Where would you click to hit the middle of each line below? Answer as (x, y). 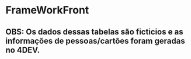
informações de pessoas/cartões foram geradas (95, 41)
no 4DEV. (23, 50)
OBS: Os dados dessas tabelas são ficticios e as (94, 32)
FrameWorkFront (47, 10)
